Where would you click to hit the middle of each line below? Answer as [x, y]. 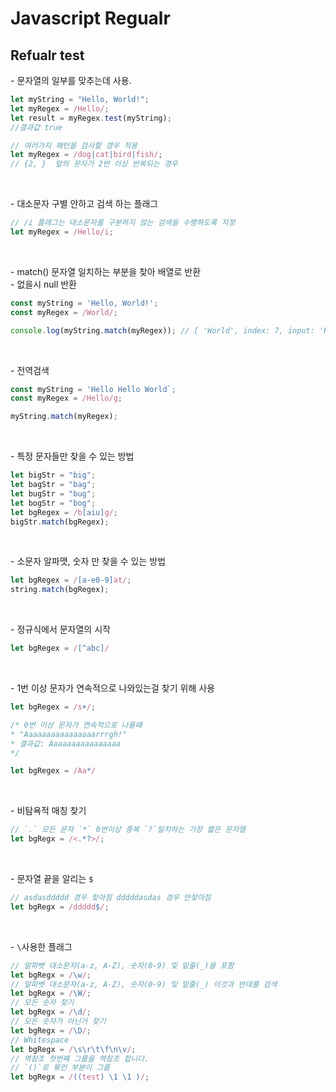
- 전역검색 [30, 370]
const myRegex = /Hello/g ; [66, 398]
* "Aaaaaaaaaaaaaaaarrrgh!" [69, 734]
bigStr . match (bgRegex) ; [60, 522]
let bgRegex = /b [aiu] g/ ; [64, 512]
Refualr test [47, 55]
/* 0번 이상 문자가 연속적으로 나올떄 [76, 725]
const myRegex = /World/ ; [64, 312]
